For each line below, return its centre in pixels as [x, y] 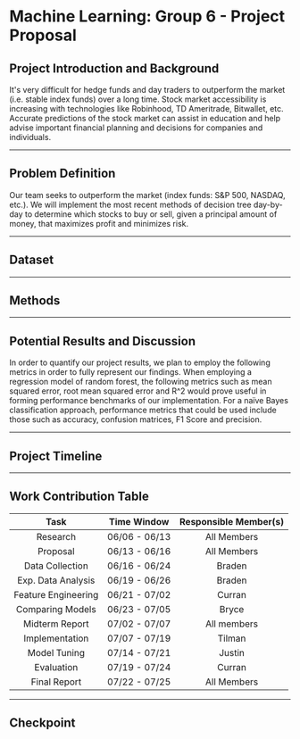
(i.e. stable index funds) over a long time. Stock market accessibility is [138, 99]
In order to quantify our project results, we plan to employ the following [140, 362]
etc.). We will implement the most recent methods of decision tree [130, 204]
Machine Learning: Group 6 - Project [147, 17]
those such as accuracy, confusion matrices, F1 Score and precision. [136, 419]
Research [56, 536]
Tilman [232, 638]
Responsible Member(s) [232, 521]
